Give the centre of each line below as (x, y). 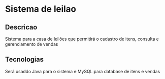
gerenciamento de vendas (32, 44)
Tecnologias (24, 60)
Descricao (21, 27)
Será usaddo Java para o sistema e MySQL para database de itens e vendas (82, 71)
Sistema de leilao (41, 9)
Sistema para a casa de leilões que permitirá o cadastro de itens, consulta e (82, 39)
